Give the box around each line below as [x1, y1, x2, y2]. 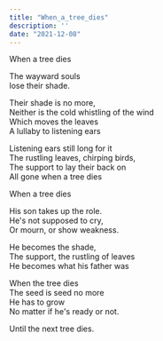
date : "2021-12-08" [9, 29, 81, 38]
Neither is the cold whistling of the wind [9, 107, 155, 118]
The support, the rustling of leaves [9, 251, 136, 262]
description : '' [9, 21, 69, 30]
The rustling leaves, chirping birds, [9, 153, 136, 163]
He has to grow [9, 297, 65, 307]
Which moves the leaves [9, 116, 99, 127]
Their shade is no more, [9, 98, 96, 108]
